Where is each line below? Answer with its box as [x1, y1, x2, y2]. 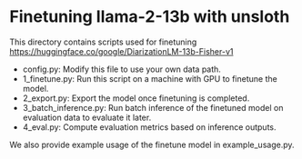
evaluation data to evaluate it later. [22, 112, 152, 123]
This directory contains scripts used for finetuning [9, 36, 197, 47]
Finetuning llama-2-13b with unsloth [9, 6, 290, 27]
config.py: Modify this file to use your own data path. [22, 64, 221, 75]
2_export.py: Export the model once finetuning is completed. [22, 93, 250, 104]
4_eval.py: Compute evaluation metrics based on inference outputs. [22, 121, 277, 133]
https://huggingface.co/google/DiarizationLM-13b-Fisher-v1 [9, 45, 234, 56]
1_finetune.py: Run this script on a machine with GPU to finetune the [22, 73, 277, 84]
